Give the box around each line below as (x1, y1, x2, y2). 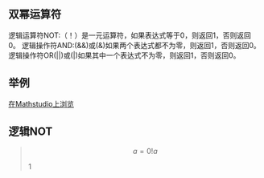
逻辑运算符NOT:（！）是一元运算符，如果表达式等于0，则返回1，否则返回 (8, 30, 251, 40)
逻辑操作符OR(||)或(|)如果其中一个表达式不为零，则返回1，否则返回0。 (8, 51, 241, 60)
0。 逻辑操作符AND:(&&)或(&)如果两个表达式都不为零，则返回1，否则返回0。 (8, 40, 262, 50)
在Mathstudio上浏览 (8, 99, 74, 108)
